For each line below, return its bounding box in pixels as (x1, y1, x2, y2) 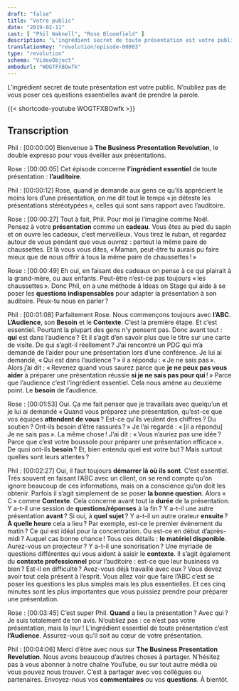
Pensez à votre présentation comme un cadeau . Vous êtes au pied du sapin (7, 223, 231, 231)
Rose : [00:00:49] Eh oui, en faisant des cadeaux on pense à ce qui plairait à (7, 267, 232, 275)
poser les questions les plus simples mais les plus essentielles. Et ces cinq (7, 580, 225, 589)
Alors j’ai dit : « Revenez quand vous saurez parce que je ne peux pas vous (7, 363, 228, 372)
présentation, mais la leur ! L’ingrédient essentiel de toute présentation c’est (7, 623, 229, 633)
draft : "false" (7, 10, 53, 18)
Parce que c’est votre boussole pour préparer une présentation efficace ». (7, 438, 224, 446)
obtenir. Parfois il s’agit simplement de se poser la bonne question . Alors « (7, 489, 226, 498)
